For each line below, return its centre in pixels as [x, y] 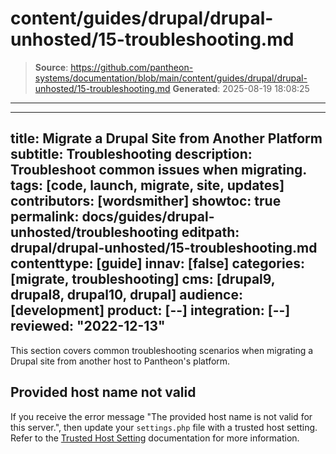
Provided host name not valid [103, 392]
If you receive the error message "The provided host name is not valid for [161, 416]
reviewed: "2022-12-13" [88, 326]
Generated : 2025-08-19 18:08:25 [241, 88]
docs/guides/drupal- [148, 217]
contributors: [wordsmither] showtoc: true [146, 201]
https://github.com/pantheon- [132, 67]
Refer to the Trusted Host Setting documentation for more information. [155, 438]
